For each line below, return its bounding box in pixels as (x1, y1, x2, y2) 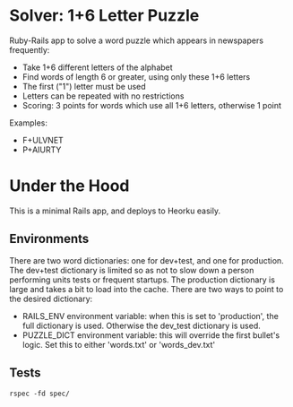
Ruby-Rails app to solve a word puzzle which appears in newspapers (9, 35, 264, 46)
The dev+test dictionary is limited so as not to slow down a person (9, 264, 254, 275)
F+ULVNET (22, 134, 65, 145)
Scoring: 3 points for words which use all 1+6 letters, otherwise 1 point (22, 100, 282, 110)
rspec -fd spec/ (9, 389, 70, 398)
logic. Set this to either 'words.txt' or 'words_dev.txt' (22, 339, 216, 350)
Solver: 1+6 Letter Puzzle (9, 5, 200, 26)
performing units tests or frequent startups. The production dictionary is (9, 274, 276, 285)
